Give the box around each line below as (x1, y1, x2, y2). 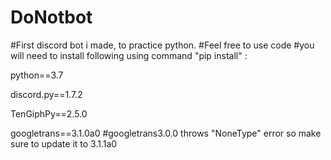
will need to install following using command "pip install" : (10, 49, 248, 61)
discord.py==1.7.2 (10, 88, 83, 100)
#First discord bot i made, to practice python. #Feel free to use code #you (10, 39, 315, 51)
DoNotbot (10, 6, 93, 29)
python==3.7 (10, 69, 64, 81)
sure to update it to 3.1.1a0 (10, 137, 118, 150)
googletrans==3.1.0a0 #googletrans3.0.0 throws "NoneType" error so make (10, 127, 322, 139)
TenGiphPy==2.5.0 (10, 107, 88, 120)
